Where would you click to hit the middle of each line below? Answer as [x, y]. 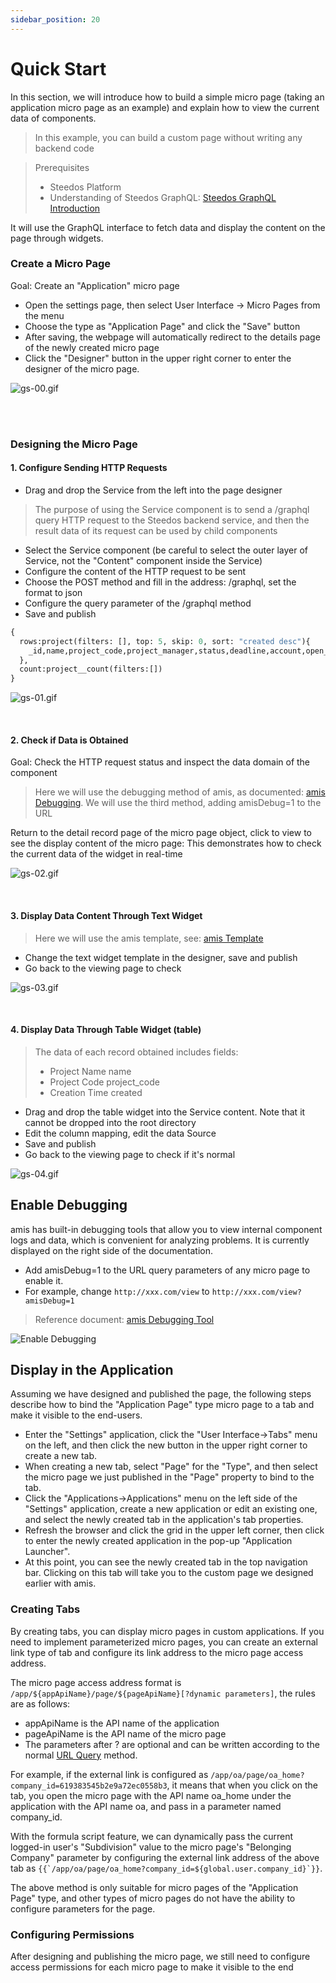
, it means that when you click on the [242, 1785]
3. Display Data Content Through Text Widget [106, 916]
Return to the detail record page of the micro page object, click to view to [161, 833]
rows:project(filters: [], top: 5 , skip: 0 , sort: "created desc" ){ [165, 641]
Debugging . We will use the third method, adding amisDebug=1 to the [178, 803]
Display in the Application [92, 1370]
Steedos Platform [85, 187]
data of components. [53, 118]
